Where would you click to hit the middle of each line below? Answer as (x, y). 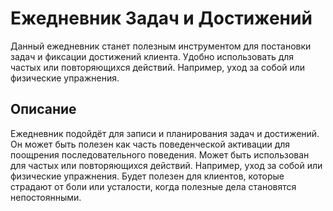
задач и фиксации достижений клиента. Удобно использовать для (152, 56)
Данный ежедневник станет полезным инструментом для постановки (161, 46)
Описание (43, 109)
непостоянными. (46, 197)
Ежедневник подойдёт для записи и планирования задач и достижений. (165, 133)
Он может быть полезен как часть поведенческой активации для (150, 144)
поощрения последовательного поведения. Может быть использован (160, 154)
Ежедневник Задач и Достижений (161, 18)
